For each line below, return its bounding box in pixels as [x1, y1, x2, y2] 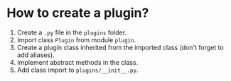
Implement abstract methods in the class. [16, 58, 139, 66]
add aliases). [16, 51, 55, 59]
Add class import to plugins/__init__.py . [16, 66, 139, 74]
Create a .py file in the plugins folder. [16, 28, 127, 37]
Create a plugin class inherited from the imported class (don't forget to [16, 43, 225, 51]
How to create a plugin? [6, 5, 149, 21]
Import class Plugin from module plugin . [16, 35, 136, 44]
